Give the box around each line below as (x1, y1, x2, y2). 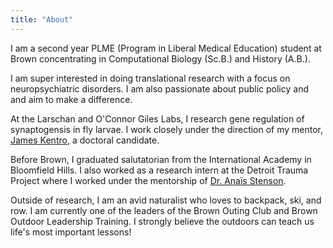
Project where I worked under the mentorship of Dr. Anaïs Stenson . (10, 174, 287, 186)
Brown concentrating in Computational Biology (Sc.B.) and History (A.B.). (10, 52, 311, 65)
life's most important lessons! (10, 226, 132, 238)
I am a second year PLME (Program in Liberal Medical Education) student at (10, 42, 322, 54)
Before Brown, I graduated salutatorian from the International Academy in (10, 153, 312, 165)
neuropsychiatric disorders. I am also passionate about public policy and (10, 82, 309, 95)
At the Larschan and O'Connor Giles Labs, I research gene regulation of (10, 112, 305, 125)
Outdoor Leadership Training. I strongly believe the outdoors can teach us (10, 215, 315, 227)
